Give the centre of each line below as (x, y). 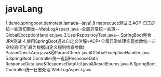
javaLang (24, 9)
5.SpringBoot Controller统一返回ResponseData (52, 58)
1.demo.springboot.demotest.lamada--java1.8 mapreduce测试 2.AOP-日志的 (80, 23)
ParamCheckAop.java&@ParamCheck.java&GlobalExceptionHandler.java (78, 52)
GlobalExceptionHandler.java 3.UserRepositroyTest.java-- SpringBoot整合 (79, 35)
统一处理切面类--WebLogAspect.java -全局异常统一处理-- (62, 29)
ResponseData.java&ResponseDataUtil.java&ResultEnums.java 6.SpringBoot (81, 63)
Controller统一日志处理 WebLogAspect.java (48, 69)
